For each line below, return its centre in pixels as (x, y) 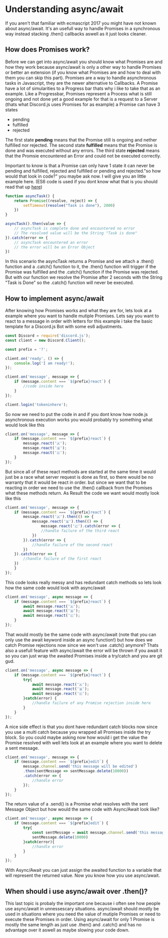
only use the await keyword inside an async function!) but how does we (79, 640)
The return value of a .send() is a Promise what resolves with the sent (77, 804)
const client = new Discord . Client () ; (45, 340)
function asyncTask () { (30, 196)
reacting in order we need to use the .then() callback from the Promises (79, 487)
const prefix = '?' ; (27, 349)
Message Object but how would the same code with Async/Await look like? (82, 810)
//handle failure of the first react (62, 559)
